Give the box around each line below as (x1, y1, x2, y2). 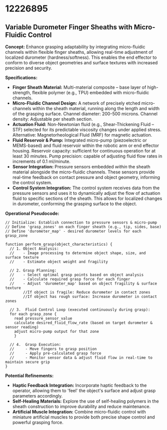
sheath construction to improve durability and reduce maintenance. (12, 404, 151, 409)
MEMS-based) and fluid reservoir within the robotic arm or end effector (12, 143, 160, 148)
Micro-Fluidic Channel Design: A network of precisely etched (12, 100, 141, 106)
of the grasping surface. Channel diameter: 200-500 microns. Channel (12, 111, 158, 117)
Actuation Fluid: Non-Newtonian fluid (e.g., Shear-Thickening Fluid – (12, 122, 155, 127)
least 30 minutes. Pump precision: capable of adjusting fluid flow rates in (12, 153, 163, 159)
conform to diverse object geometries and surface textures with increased (5, 60, 158, 65)
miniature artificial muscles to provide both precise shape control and (12, 414, 156, 420)
